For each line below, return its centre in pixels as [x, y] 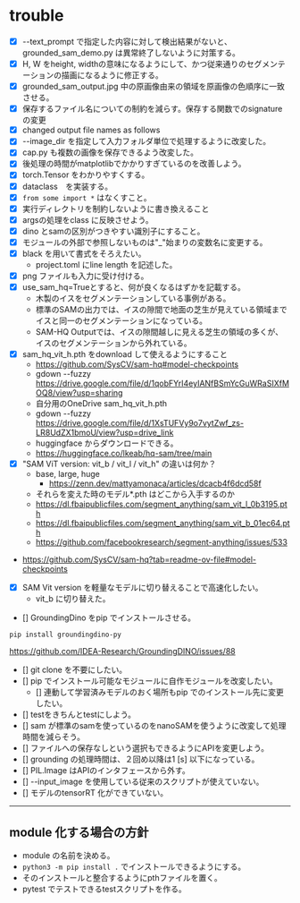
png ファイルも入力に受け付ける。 [85, 276]
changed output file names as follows [91, 130]
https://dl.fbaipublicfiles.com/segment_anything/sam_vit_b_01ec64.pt [162, 524]
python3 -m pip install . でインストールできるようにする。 [134, 867]
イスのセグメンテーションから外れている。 [113, 343]
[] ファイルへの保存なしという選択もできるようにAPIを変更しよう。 [146, 748]
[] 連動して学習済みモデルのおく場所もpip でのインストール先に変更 [159, 692]
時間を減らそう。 [53, 737]
